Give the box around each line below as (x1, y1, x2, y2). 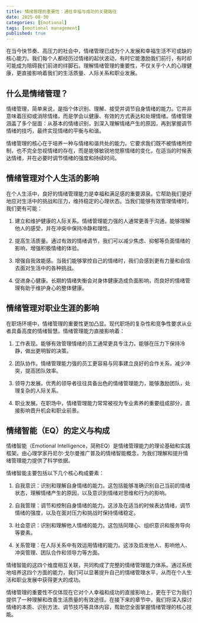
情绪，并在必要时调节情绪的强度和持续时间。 (11, 154, 120, 161)
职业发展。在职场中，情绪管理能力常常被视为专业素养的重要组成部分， (14, 399, 186, 406)
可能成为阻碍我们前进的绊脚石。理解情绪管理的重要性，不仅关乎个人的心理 (6, 62, 187, 69)
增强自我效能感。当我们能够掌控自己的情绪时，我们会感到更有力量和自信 (14, 257, 190, 264)
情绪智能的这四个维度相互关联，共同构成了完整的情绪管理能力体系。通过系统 (6, 562, 192, 569)
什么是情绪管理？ (6, 88, 68, 98)
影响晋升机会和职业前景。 (19, 407, 82, 414)
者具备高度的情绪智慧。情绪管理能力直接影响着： (6, 327, 125, 334)
